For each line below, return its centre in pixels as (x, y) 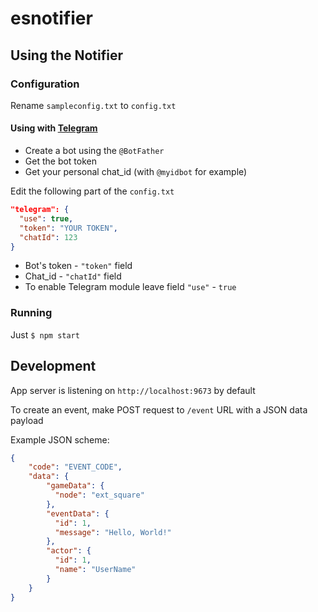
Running (31, 313)
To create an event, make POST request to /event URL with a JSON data (159, 409)
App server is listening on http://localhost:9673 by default (133, 390)
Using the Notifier (66, 55)
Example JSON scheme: (60, 439)
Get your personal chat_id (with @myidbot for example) (136, 172)
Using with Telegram (54, 128)
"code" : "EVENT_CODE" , (75, 467)
